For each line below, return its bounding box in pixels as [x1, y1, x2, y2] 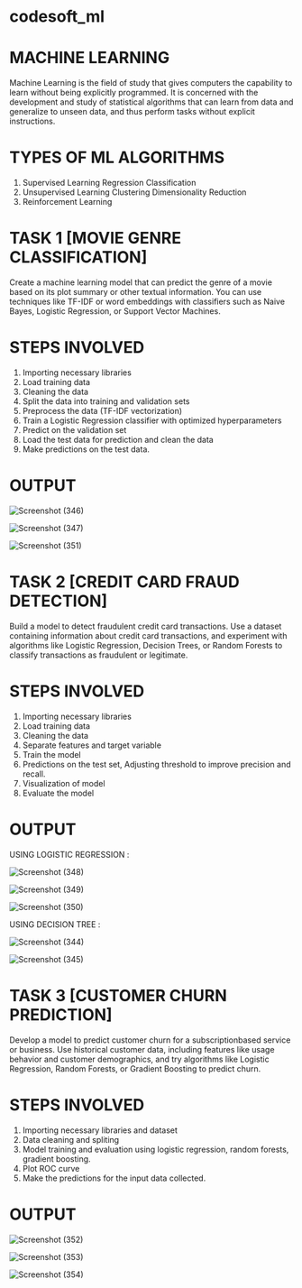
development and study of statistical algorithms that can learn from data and [9, 97, 294, 107]
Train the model [22, 749, 81, 759]
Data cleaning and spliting [22, 1134, 120, 1145]
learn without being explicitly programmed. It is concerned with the [9, 87, 259, 98]
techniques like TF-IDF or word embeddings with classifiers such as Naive [9, 296, 286, 307]
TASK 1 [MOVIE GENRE [9, 228, 182, 249]
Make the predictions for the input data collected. [22, 1173, 206, 1183]
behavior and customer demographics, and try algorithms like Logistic [9, 1053, 270, 1064]
